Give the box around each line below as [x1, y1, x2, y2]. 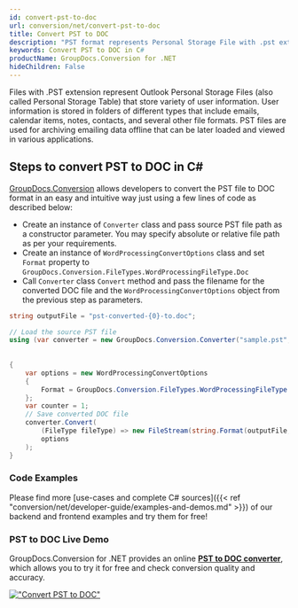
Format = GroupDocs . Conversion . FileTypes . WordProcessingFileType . [41, 385, 292, 394]
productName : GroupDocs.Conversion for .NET [9, 54, 176, 63]
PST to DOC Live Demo [9, 533, 109, 545]
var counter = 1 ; [25, 401, 90, 410]
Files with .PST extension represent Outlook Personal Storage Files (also [9, 86, 273, 97]
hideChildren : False [9, 63, 86, 72]
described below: [9, 201, 73, 213]
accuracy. [9, 573, 46, 583]
